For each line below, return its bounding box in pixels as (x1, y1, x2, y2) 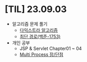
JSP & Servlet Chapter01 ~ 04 (19, 45, 82, 51)
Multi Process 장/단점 (19, 51, 64, 57)
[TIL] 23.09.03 (5, 4, 67, 15)
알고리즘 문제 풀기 (12, 21, 48, 27)
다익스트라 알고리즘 (19, 27, 58, 33)
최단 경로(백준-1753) (19, 33, 61, 39)
